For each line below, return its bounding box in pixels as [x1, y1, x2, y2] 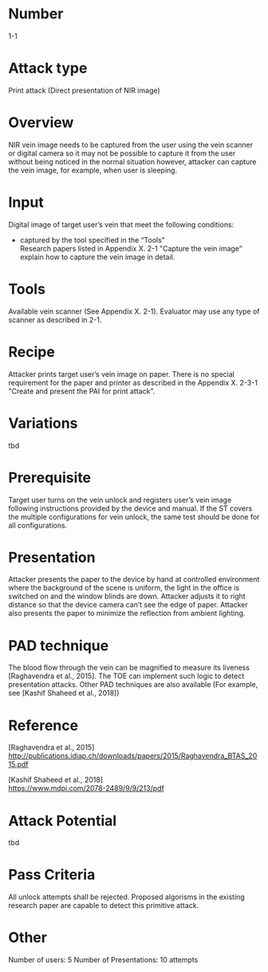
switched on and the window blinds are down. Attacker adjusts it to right [8, 591, 246, 601]
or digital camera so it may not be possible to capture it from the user [8, 148, 236, 158]
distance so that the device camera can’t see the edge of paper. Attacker [8, 600, 249, 610]
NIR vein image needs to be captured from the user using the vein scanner [8, 140, 254, 149]
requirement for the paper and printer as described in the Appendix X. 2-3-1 [8, 377, 258, 387]
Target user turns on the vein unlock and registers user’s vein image [8, 495, 232, 504]
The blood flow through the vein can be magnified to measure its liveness [8, 663, 250, 673]
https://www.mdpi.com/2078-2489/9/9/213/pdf [8, 784, 165, 793]
